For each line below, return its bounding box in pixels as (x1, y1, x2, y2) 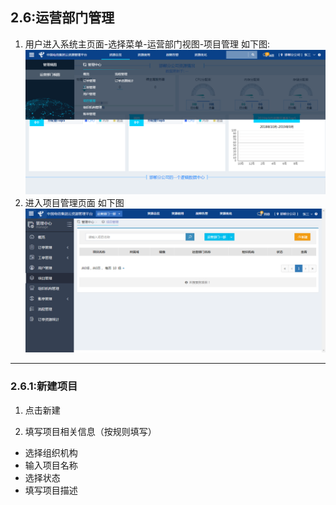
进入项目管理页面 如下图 (24, 196, 125, 208)
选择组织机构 (24, 446, 78, 458)
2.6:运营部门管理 (10, 9, 115, 27)
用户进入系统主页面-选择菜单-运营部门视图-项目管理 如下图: (24, 38, 271, 50)
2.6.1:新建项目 (10, 379, 78, 393)
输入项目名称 (24, 459, 78, 471)
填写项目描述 (24, 484, 78, 496)
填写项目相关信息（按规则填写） (24, 425, 157, 437)
